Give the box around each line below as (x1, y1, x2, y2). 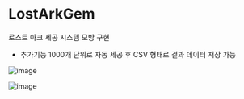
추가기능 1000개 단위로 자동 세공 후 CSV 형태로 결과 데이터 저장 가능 (19, 49, 237, 59)
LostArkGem (8, 5, 95, 23)
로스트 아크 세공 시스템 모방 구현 (8, 32, 111, 42)
